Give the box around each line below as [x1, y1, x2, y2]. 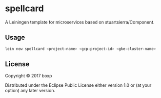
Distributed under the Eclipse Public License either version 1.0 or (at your [5, 82, 152, 88]
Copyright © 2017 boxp [5, 73, 52, 79]
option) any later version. [5, 88, 55, 94]
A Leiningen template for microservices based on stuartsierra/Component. [5, 19, 155, 25]
